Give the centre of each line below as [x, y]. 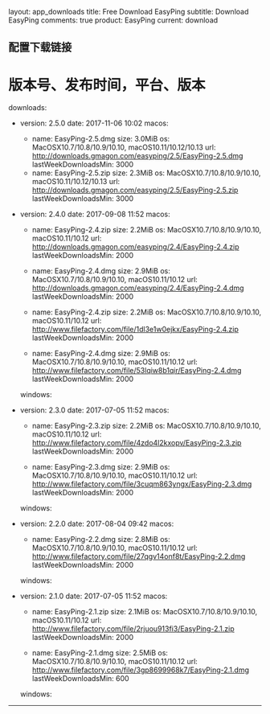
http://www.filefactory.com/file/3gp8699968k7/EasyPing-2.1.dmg [140, 670]
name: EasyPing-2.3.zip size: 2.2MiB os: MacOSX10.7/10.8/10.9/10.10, [146, 426]
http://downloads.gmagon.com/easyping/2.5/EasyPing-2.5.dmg [137, 156]
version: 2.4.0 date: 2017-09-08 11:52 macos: [95, 214]
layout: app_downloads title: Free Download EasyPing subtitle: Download [129, 12]
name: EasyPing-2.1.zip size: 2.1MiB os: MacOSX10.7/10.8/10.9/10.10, [145, 612]
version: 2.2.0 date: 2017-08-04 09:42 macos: [97, 524]
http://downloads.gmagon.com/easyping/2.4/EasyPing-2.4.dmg [138, 288]
